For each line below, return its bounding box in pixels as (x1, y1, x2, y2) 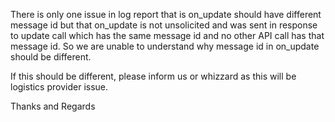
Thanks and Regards (10, 100, 96, 112)
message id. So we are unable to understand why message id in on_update (10, 40, 320, 52)
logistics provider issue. (10, 81, 109, 93)
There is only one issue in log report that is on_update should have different (10, 9, 322, 20)
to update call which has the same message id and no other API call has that (10, 30, 325, 41)
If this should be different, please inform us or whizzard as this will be (10, 70, 297, 82)
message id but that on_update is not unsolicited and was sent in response (10, 19, 318, 31)
